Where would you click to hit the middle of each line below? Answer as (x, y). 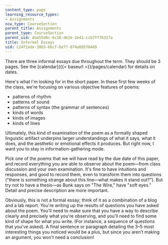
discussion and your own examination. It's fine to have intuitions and (76, 169)
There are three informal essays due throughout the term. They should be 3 (83, 61)
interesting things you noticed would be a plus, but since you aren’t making (82, 232)
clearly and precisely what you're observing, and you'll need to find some (81, 216)
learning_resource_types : (32, 14)
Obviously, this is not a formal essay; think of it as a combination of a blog (81, 200)
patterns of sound (31, 102)
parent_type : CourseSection (34, 33)
